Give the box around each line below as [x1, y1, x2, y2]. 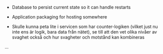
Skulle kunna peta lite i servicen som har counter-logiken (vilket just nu [11, 23, 158, 29]
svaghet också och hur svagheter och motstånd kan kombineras [11, 34, 145, 40]
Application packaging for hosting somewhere [11, 14, 107, 19]
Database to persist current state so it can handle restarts [11, 4, 131, 10]
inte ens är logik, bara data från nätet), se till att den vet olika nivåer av [11, 29, 157, 34]
